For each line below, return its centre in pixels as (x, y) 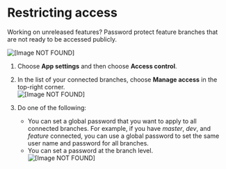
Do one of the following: (52, 107)
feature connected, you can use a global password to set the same (123, 136)
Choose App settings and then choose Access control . (97, 66)
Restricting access (63, 13)
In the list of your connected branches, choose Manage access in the (117, 79)
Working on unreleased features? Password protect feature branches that (113, 32)
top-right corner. (41, 87)
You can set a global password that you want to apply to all (112, 121)
